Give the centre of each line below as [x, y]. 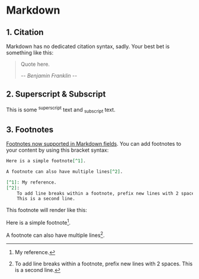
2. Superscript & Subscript [56, 94]
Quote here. [35, 64]
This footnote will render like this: [47, 210]
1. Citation [25, 32]
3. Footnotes [30, 129]
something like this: [30, 53]
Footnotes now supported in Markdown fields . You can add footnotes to [94, 144]
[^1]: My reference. [32, 182]
